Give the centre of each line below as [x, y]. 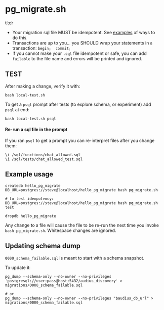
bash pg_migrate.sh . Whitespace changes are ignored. [61, 230]
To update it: [18, 267]
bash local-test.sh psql [31, 119]
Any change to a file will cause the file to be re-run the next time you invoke [82, 225]
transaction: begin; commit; [42, 48]
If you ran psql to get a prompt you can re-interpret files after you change [80, 140]
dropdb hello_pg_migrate [31, 216]
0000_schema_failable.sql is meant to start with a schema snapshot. [75, 258]
